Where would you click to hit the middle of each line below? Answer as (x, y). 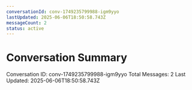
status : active (25, 28)
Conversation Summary (67, 58)
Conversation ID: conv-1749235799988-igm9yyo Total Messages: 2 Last (96, 75)
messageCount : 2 (26, 23)
